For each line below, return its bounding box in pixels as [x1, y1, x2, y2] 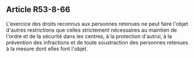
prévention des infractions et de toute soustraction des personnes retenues [6, 39, 189, 46]
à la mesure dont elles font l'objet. [6, 45, 88, 52]
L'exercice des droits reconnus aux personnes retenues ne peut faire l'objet [6, 20, 189, 27]
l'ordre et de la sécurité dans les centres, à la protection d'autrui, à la [6, 32, 172, 40]
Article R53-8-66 [6, 5, 70, 15]
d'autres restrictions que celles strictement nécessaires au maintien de [6, 26, 178, 33]
